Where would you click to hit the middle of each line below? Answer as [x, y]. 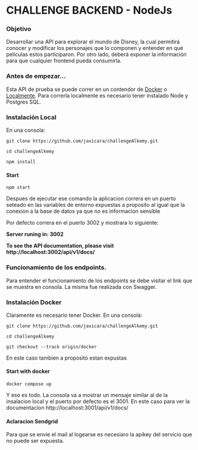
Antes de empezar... [36, 76]
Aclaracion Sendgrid [32, 421]
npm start [18, 188]
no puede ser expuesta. [35, 441]
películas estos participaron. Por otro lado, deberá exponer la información [97, 55]
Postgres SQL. [24, 102]
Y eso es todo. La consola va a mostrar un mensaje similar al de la [87, 395]
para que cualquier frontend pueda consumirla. [64, 61]
